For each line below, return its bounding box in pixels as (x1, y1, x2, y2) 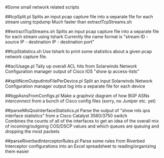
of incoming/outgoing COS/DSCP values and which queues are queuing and (5, 123, 160, 129)
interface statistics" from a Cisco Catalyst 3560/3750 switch (5, 113, 128, 119)
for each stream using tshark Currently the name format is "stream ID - (5, 34, 148, 39)
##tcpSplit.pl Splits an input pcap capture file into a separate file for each (5, 14, 153, 19)
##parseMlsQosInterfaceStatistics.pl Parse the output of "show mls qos (5, 108, 151, 113)
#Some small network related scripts (5, 4, 80, 10)
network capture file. (5, 54, 48, 60)
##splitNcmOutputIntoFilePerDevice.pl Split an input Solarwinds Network (5, 78, 153, 84)
